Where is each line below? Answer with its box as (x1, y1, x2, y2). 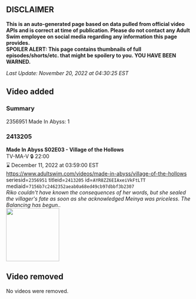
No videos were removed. (6, 287, 69, 294)
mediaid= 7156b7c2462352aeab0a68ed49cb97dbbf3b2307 (6, 183, 134, 190)
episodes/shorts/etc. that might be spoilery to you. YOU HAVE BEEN (6, 51, 177, 58)
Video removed (6, 272, 64, 282)
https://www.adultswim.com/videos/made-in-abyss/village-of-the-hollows (6, 170, 187, 177)
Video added (6, 87, 54, 97)
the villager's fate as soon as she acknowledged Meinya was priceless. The (6, 195, 191, 202)
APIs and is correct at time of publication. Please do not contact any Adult (6, 27, 190, 34)
